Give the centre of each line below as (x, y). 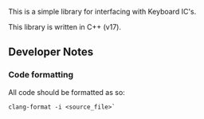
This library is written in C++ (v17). (65, 27)
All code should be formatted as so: (67, 92)
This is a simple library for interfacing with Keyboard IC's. (102, 12)
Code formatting (41, 75)
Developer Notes (51, 52)
